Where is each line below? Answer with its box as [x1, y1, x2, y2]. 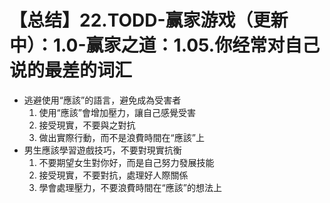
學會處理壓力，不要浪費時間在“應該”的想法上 [38, 181, 222, 193]
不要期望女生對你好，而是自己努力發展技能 [38, 156, 215, 168]
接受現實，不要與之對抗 [38, 119, 136, 131]
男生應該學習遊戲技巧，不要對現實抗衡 [23, 144, 182, 156]
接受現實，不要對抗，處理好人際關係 [38, 169, 189, 181]
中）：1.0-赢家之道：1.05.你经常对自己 [9, 34, 321, 57]
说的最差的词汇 [9, 59, 133, 82]
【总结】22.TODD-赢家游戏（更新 [9, 9, 289, 32]
